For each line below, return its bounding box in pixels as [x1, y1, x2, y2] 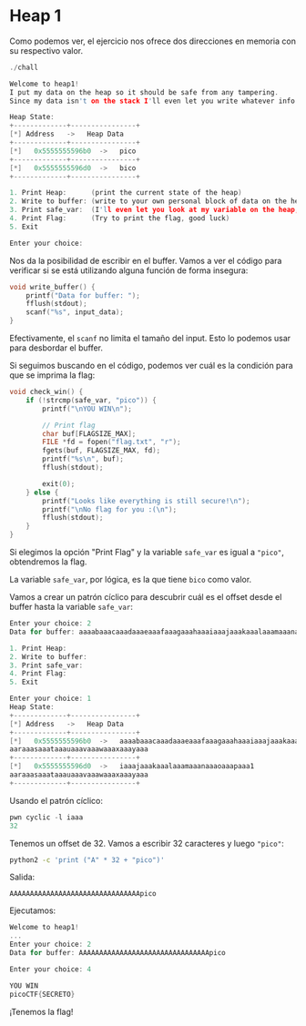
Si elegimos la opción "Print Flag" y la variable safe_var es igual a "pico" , [9, 547, 285, 558]
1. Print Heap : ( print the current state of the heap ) [9, 188, 243, 198]
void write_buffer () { [9, 282, 96, 291]
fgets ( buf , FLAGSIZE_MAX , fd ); [42, 446, 161, 455]
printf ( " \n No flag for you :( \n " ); [42, 504, 178, 514]
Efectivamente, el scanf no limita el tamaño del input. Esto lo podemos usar [9, 333, 291, 344]
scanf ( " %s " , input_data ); [25, 308, 125, 317]
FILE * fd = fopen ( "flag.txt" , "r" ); [42, 438, 181, 447]
